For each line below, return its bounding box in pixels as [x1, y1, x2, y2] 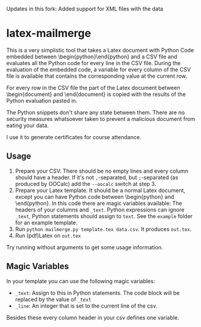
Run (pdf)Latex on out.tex [15, 232, 81, 239]
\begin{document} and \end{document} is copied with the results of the [6, 91, 186, 98]
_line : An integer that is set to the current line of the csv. [15, 302, 158, 309]
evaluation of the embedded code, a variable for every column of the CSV [6, 66, 191, 73]
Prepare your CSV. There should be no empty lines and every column [15, 167, 189, 174]
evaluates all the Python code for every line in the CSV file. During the [6, 59, 181, 66]
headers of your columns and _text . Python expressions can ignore [15, 206, 185, 213]
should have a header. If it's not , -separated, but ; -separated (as [15, 173, 179, 181]
